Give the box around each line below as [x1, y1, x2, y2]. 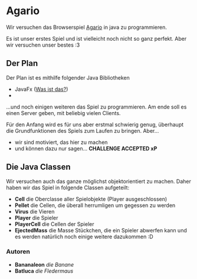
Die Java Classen [6, 162, 71, 172]
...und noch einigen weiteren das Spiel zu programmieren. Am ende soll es [6, 103, 187, 110]
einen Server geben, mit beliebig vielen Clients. [6, 109, 121, 116]
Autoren [6, 248, 31, 256]
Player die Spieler [14, 214, 58, 221]
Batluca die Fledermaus [14, 267, 74, 274]
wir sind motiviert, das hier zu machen [14, 139, 108, 146]
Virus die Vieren [14, 208, 55, 215]
